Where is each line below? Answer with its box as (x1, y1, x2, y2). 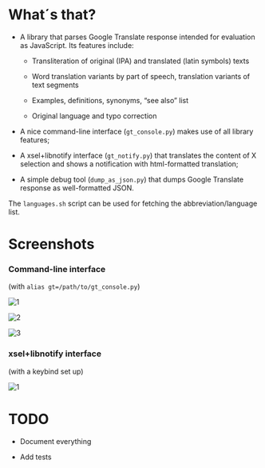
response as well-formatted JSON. (19, 182, 134, 193)
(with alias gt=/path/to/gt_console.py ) (8, 282, 140, 291)
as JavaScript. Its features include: (19, 40, 134, 50)
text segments (31, 80, 79, 90)
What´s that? (8, 6, 97, 24)
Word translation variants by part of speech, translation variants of (31, 71, 251, 81)
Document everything (19, 436, 92, 446)
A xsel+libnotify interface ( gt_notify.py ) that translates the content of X (19, 150, 257, 160)
